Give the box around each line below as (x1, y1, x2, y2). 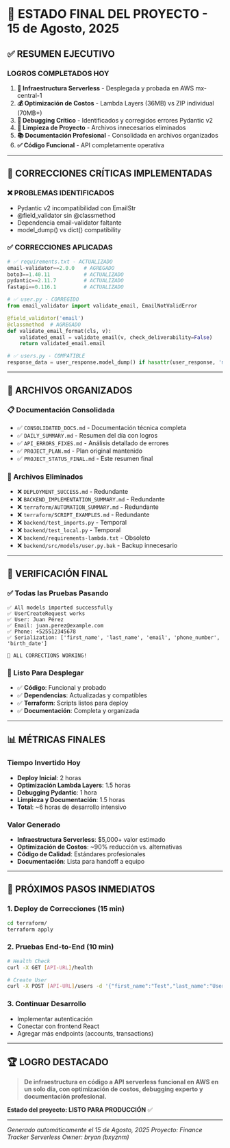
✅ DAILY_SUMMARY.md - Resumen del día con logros (16, 431, 158, 439)
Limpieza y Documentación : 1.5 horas (16, 795, 125, 803)
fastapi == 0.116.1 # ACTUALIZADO (7, 284, 125, 290)
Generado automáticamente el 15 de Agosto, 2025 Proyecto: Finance (7, 1126, 203, 1134)
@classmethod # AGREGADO (7, 321, 81, 328)
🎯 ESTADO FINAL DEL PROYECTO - (7, 6, 208, 22)
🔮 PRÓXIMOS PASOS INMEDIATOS (7, 884, 155, 895)
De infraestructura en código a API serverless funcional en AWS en (23, 1078, 219, 1086)
